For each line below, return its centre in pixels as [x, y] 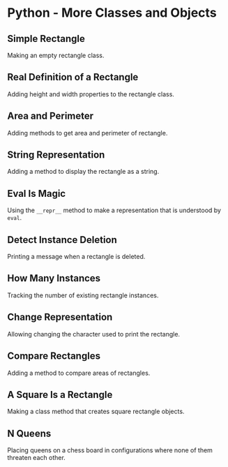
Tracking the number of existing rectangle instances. [83, 295]
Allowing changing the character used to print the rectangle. [93, 334]
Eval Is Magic [37, 193]
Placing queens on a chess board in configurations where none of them [110, 450]
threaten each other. [37, 458]
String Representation [56, 155]
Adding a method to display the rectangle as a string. [83, 172]
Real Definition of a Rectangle [73, 77]
